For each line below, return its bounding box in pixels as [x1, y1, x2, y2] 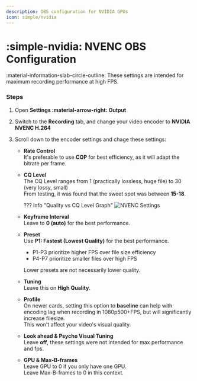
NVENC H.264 [14, 124, 51, 131]
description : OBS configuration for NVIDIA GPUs [6, 8, 128, 15]
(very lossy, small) [23, 184, 68, 191]
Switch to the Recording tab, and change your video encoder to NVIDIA [14, 118, 190, 125]
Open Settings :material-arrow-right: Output [14, 106, 127, 113]
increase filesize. [23, 315, 65, 322]
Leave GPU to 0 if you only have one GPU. [23, 363, 127, 370]
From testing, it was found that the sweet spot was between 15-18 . [23, 190, 186, 197]
